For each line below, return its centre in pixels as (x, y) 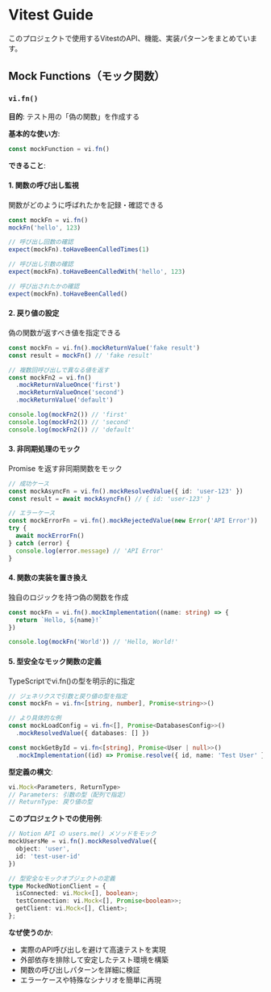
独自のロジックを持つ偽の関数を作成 (69, 597)
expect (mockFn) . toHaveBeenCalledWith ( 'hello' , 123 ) (97, 272)
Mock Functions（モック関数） (87, 76)
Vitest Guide (51, 15)
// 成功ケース (29, 483)
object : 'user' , (43, 849)
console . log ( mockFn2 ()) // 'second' (70, 422)
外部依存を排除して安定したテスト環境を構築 (94, 960)
